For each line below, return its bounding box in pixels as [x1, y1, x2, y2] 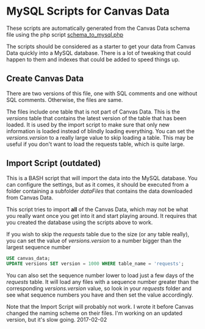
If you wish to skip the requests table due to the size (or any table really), [6, 230, 190, 237]
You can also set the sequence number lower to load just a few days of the [6, 272, 194, 279]
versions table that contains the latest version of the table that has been [6, 114, 187, 121]
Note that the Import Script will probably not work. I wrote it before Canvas [6, 303, 194, 311]
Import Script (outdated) [6, 158, 101, 168]
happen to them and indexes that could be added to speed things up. [6, 56, 180, 63]
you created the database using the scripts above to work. [6, 219, 153, 226]
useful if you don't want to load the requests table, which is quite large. [6, 140, 185, 148]
